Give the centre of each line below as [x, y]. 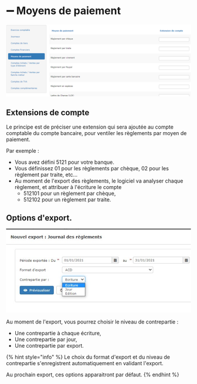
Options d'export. [39, 218]
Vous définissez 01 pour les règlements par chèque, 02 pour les [91, 168]
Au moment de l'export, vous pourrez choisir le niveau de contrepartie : [92, 322]
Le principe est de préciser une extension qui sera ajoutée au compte [90, 127]
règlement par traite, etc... [46, 174]
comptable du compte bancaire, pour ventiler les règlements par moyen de [96, 133]
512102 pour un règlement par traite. [67, 199]
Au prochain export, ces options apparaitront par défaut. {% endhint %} [93, 375]
